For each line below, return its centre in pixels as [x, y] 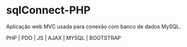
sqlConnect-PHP [48, 10]
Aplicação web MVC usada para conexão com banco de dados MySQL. [93, 26]
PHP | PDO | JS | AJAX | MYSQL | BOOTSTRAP [64, 38]
